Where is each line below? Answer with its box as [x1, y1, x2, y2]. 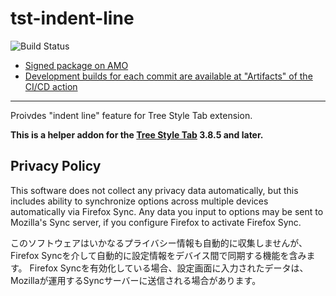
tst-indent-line [10, 7, 135, 30]
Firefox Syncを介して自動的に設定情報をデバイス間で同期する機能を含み [10, 249, 307, 261]
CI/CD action [24, 80, 78, 92]
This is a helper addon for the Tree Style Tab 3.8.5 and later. [10, 128, 264, 141]
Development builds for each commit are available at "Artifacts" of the [24, 70, 313, 82]
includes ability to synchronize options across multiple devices [10, 195, 269, 207]
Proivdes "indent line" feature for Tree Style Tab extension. [10, 109, 253, 121]
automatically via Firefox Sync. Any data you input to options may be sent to [10, 205, 324, 217]
